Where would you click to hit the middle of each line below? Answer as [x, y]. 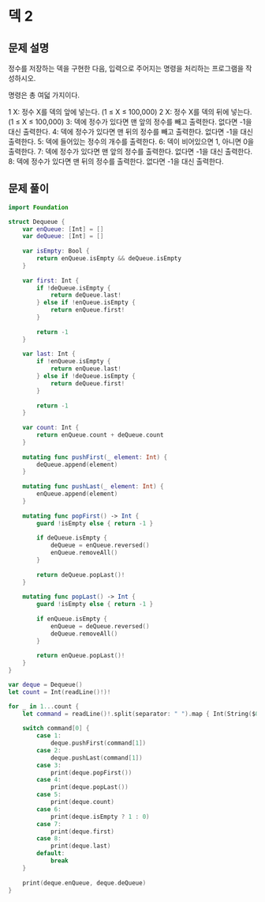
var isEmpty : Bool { [56, 251]
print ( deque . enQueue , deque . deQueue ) [84, 883]
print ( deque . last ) [80, 846]
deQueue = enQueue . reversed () [100, 546]
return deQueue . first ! [88, 383]
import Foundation [38, 207]
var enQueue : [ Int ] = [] [63, 229]
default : [51, 854]
